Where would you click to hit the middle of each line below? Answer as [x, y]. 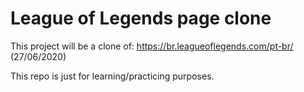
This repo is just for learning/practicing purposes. [112, 76]
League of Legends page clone [141, 18]
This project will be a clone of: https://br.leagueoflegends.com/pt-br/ [152, 46]
